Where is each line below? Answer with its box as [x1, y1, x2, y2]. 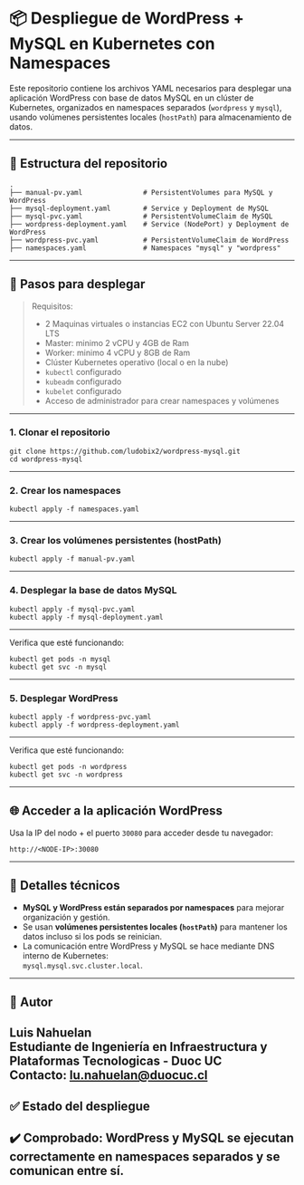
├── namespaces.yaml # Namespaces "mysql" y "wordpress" [9, 243, 281, 253]
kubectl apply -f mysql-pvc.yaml [9, 604, 136, 613]
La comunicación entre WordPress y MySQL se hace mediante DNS [22, 940, 275, 951]
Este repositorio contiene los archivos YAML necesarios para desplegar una [9, 82, 292, 93]
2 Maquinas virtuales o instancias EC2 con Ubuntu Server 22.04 [44, 318, 285, 329]
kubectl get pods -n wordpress [9, 763, 128, 772]
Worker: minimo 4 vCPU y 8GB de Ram [44, 347, 191, 358]
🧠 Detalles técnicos [9, 878, 120, 893]
